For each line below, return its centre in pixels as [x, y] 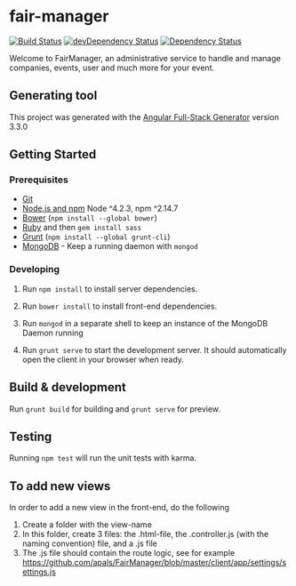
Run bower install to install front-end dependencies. [120, 306]
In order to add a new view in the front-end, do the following [119, 508]
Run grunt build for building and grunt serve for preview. [115, 409]
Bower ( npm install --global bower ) [90, 218]
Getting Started [53, 154]
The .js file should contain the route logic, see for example [128, 553]
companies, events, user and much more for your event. [112, 68]
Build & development [68, 387]
